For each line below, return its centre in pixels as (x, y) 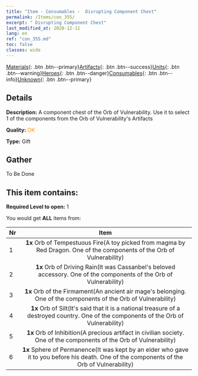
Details (19, 98)
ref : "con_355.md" (29, 39)
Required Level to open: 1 (37, 207)
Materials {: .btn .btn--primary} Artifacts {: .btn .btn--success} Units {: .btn (93, 67)
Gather (19, 160)
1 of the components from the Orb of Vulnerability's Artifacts (80, 118)
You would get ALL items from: (44, 218)
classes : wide (24, 50)
